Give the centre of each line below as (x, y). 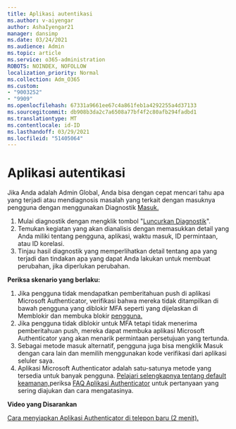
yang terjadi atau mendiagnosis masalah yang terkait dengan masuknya (111, 200)
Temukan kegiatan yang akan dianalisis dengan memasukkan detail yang (123, 229)
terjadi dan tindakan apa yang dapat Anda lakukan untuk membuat (114, 259)
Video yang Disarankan (42, 404)
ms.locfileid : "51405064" (45, 138)
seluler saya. (36, 361)
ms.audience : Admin (36, 46)
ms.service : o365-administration (56, 60)
